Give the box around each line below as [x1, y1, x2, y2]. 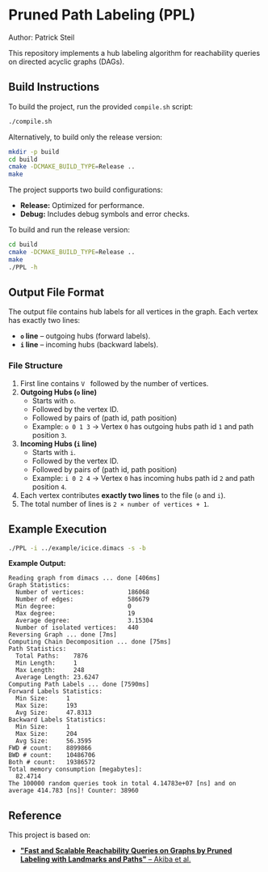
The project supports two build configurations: [8, 185, 163, 195]
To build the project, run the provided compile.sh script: [8, 101, 194, 111]
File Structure [8, 360, 63, 372]
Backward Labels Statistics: [8, 716, 107, 724]
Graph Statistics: [8, 581, 70, 589]
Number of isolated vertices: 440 [15, 623, 139, 632]
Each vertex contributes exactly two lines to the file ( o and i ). [19, 490, 226, 500]
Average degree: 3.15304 [15, 617, 153, 625]
